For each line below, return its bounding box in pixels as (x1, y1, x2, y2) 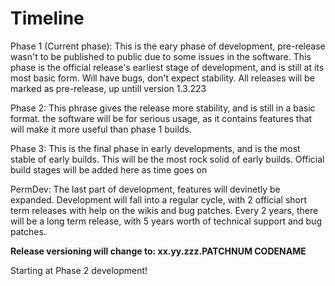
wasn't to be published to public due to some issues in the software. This (10, 50, 312, 62)
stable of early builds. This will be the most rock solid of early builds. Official (10, 153, 325, 165)
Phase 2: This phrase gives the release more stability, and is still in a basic (10, 102, 316, 114)
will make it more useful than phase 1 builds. (10, 123, 192, 135)
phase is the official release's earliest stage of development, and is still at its (10, 61, 325, 73)
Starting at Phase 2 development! (10, 264, 148, 276)
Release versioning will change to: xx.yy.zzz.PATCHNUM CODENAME (10, 245, 307, 257)
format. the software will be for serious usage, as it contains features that (10, 112, 313, 124)
